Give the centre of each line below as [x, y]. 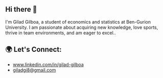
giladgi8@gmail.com [34, 70]
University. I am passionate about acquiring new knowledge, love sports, [82, 27]
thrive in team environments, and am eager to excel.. [61, 33]
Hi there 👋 [21, 9]
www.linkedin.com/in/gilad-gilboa [48, 64]
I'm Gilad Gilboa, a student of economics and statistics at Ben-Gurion [78, 22]
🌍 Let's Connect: [34, 50]
